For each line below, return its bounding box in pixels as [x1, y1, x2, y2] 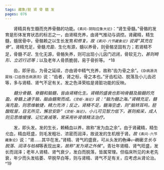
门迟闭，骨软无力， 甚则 [107, 51, 154, 57]
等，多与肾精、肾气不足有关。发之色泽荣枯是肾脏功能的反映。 [5, 80, 129, 85]
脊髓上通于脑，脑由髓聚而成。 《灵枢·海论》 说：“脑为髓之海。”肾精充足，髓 [13, 96, 157, 102]
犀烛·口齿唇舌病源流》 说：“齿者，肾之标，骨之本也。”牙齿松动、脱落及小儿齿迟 [5, 73, 156, 79]
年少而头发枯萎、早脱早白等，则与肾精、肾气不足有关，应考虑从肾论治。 [13, 155, 159, 161]
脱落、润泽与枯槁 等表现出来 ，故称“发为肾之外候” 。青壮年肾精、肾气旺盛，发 [5, 143, 159, 149]
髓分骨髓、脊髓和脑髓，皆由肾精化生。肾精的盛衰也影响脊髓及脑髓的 [14, 90, 150, 96]
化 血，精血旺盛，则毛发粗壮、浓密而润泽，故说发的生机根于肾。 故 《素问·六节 [5, 131, 158, 136]
